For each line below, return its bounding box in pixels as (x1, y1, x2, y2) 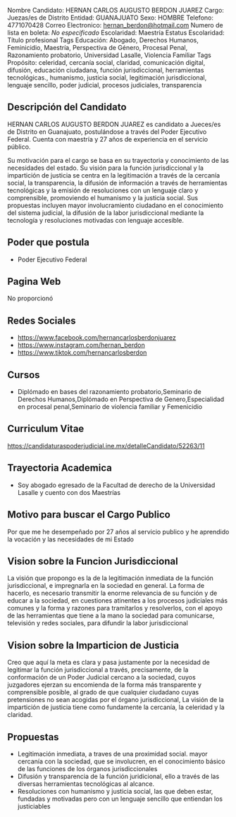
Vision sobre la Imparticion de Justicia (7, 639, 180, 651)
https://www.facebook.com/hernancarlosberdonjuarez (17, 333, 176, 342)
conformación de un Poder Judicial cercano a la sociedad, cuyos (7, 673, 196, 682)
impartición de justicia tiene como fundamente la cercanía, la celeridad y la (7, 703, 225, 711)
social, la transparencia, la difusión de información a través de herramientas (7, 178, 228, 187)
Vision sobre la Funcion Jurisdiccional (7, 555, 178, 567)
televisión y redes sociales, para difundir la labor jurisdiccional (7, 619, 188, 627)
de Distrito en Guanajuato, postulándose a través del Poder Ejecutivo (7, 127, 207, 136)
